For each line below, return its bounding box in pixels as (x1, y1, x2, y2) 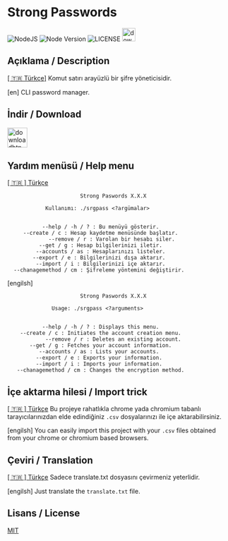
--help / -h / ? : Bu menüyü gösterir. (42, 224, 160, 231)
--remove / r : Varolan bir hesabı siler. (48, 236, 175, 243)
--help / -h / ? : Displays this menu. (42, 324, 160, 331)
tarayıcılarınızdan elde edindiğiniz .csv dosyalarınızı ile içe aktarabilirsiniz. (7, 413, 222, 421)
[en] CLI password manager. (7, 87, 90, 96)
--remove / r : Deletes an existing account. (44, 336, 181, 343)
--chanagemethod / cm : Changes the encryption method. (16, 367, 185, 374)
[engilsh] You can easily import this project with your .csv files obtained (7, 426, 217, 434)
